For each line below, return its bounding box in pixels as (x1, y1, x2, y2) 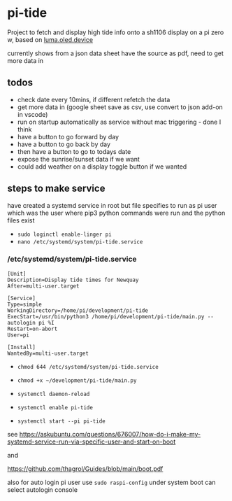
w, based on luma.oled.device (7, 35, 93, 43)
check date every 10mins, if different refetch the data (17, 95, 171, 104)
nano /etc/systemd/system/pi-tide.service (17, 238, 143, 246)
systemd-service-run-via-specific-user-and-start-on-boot (7, 437, 176, 446)
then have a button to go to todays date (17, 147, 131, 155)
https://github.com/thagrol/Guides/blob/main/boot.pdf (7, 464, 164, 473)
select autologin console (7, 485, 78, 494)
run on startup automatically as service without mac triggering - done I (17, 118, 222, 126)
